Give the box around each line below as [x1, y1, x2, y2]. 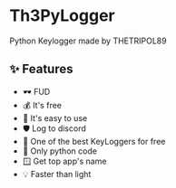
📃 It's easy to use [22, 112, 88, 123]
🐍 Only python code [22, 146, 98, 156]
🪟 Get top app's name [22, 155, 107, 166]
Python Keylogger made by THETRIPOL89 [9, 35, 167, 46]
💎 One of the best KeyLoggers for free [22, 136, 166, 146]
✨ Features [9, 61, 73, 77]
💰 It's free [22, 99, 62, 110]
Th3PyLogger [9, 5, 115, 26]
